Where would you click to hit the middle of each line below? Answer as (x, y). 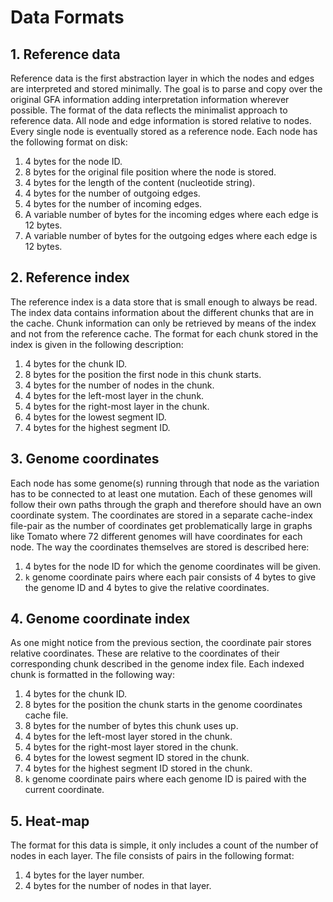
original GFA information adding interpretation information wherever (150, 99)
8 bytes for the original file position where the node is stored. (150, 172)
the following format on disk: (69, 142)
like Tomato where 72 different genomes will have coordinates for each (156, 536)
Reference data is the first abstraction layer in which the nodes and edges (162, 78)
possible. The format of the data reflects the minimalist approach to (149, 110)
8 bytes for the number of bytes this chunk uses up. (131, 726)
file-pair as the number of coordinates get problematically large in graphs (161, 525)
